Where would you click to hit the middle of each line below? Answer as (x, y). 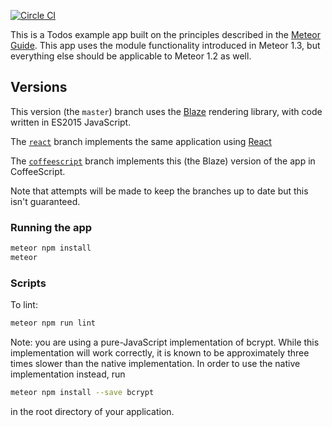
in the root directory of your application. (92, 411)
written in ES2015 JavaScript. (71, 122)
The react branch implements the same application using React (141, 141)
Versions (39, 87)
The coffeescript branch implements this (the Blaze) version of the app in (163, 161)
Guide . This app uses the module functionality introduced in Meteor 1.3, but (165, 45)
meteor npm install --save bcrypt (82, 393)
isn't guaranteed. (45, 201)
